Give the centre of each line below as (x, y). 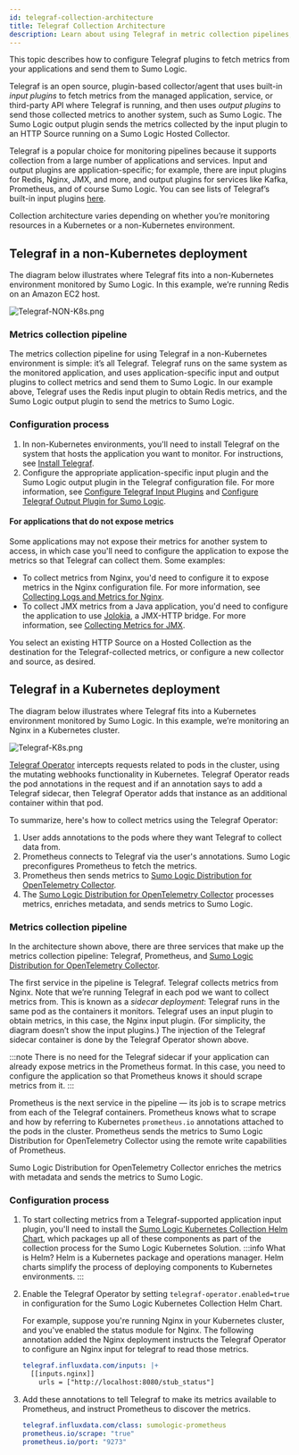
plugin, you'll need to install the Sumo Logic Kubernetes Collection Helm (155, 1229)
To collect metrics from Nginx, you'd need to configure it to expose (145, 577)
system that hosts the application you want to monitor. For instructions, (153, 453)
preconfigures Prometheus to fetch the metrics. (110, 866)
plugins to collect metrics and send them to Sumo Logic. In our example (141, 383)
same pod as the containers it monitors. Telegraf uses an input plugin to (141, 1012)
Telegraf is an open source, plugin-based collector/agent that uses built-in (146, 87)
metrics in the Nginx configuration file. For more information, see (141, 587)
